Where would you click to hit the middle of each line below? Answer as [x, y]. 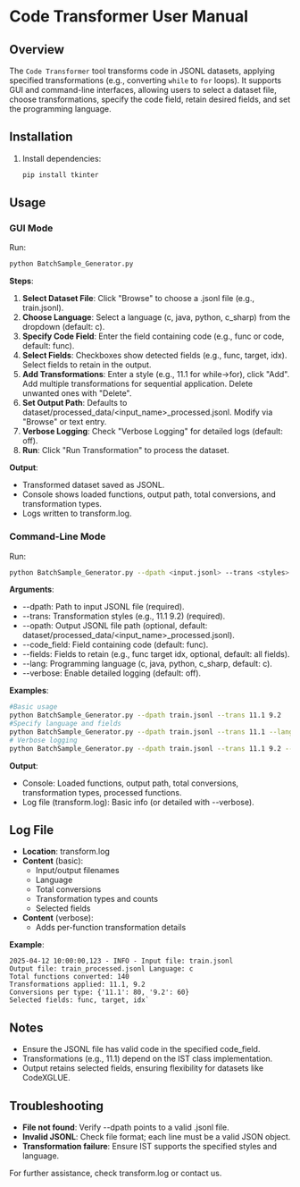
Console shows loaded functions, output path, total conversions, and [149, 494]
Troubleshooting [57, 1106]
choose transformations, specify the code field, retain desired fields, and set [150, 99]
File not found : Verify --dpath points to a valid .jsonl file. [125, 1127]
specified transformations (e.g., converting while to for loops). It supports [146, 80]
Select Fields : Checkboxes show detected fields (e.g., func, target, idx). [154, 356]
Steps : [21, 281]
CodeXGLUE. [46, 1078]
